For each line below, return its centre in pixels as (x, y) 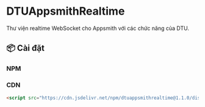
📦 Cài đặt (25, 48)
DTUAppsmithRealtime (66, 11)
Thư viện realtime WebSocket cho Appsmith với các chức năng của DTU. (98, 28)
